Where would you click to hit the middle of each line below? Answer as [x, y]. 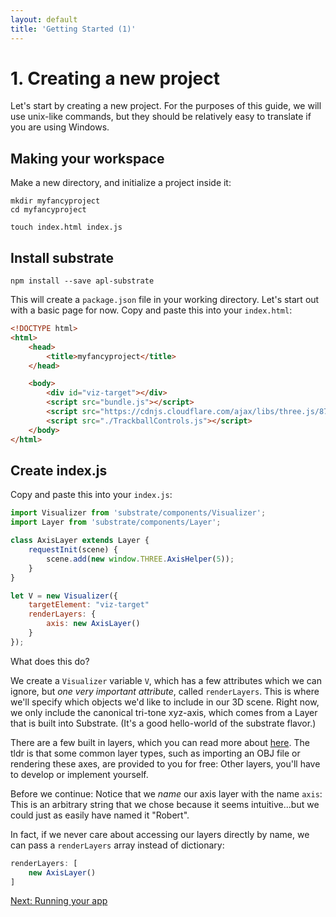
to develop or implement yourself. [79, 774]
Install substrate [62, 257]
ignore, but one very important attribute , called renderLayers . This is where [165, 691]
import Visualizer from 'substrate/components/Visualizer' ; [138, 513]
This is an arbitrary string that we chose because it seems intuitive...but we [165, 804]
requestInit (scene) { [73, 550]
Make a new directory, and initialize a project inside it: [121, 183]
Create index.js [59, 470]
